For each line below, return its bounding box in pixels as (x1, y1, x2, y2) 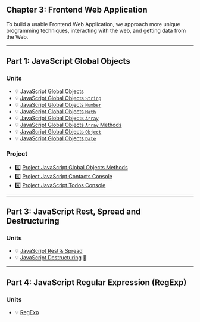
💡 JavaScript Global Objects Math (14, 107, 96, 115)
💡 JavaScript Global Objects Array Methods (14, 121, 122, 128)
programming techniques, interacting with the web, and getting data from (6, 27, 186, 34)
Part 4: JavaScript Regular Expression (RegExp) (6, 277, 187, 287)
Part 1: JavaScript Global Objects (6, 56, 131, 66)
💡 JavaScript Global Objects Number (14, 101, 102, 108)
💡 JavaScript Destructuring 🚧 (14, 254, 87, 261)
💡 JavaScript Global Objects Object (14, 128, 102, 135)
